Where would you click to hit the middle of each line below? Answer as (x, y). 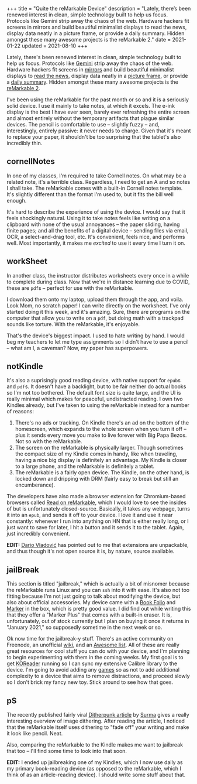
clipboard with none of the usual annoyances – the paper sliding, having (93, 224)
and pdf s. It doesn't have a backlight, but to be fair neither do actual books (96, 386)
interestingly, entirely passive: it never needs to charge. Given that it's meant (99, 131)
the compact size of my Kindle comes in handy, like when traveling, (96, 454)
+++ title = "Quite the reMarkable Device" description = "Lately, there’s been (99, 8)
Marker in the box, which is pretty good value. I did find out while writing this (99, 609)
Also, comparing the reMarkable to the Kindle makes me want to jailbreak (95, 745)
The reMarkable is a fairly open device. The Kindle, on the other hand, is (102, 473)
